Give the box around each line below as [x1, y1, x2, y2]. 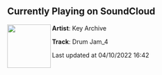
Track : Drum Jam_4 [51, 37, 109, 46]
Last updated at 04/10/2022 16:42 [51, 51, 149, 59]
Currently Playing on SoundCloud [7, 6, 156, 17]
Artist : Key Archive [51, 24, 106, 32]
